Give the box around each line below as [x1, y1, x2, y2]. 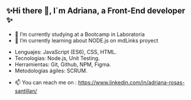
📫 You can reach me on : [14, 79, 77, 86]
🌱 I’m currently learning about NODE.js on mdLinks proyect [14, 36, 158, 44]
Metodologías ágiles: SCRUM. [14, 67, 88, 74]
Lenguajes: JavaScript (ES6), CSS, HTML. [14, 48, 117, 55]
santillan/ [14, 87, 37, 94]
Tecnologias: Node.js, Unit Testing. [14, 54, 100, 62]
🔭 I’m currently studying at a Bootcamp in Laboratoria [14, 31, 145, 38]
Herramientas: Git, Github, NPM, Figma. [14, 61, 111, 68]
